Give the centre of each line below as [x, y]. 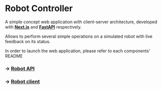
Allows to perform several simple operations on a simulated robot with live [79, 36]
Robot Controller [39, 8]
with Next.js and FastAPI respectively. [44, 27]
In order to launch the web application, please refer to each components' [78, 51]
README [14, 56]
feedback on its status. [28, 41]
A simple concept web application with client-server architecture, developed [81, 22]
